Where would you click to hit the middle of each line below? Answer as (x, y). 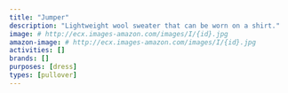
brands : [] (29, 58)
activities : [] (37, 50)
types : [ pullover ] (43, 75)
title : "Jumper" (39, 17)
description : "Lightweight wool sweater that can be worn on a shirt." (144, 26)
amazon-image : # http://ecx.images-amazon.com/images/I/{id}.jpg (132, 42)
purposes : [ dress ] (43, 67)
